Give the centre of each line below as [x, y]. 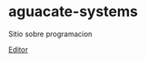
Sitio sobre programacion [50, 34]
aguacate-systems [73, 12]
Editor [18, 49]
